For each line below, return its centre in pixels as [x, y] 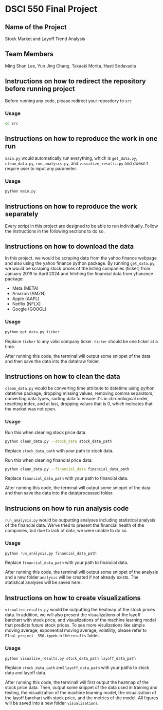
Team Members [29, 54]
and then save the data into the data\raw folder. [53, 361]
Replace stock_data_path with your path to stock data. [59, 451]
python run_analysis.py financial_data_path [51, 553]
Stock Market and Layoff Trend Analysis [45, 39]
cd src [12, 123]
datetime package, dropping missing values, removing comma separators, [80, 393]
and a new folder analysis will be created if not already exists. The [72, 577]
